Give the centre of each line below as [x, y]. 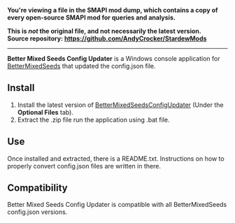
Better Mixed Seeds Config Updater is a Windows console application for [114, 58]
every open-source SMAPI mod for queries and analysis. [92, 17]
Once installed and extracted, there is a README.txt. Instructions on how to [116, 158]
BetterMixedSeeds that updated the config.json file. [81, 66]
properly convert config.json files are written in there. [84, 166]
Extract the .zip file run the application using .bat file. [93, 120]
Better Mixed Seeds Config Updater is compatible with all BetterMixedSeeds [117, 205]
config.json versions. [37, 212]
